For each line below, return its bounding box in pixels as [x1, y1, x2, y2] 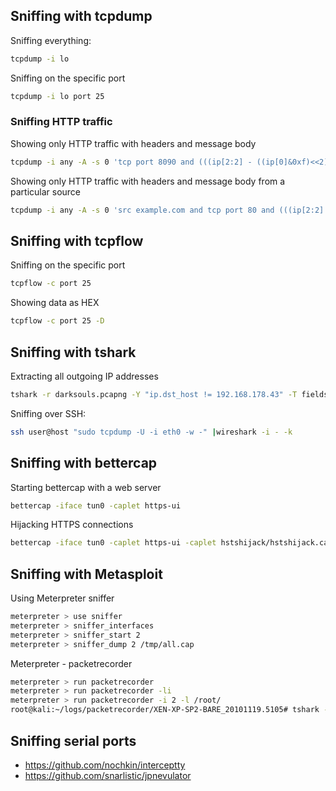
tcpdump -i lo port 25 [10, 91, 105, 101]
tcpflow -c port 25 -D [10, 316, 105, 326]
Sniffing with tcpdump [10, 8, 153, 25]
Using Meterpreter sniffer [10, 592, 115, 604]
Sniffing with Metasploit [10, 565, 163, 583]
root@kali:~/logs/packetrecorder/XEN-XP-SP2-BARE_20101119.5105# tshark [10, 705, 320, 715]
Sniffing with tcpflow [10, 233, 144, 249]
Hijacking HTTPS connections [10, 519, 134, 531]
